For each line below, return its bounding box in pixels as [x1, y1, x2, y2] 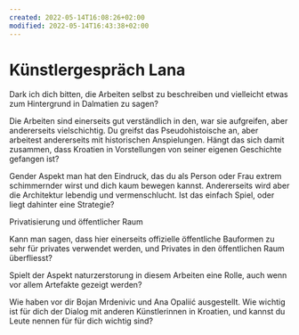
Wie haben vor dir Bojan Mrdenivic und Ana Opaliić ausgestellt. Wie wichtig [9, 297, 286, 307]
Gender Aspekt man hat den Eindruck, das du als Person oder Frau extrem [9, 171, 282, 182]
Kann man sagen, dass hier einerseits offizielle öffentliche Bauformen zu [9, 233, 275, 245]
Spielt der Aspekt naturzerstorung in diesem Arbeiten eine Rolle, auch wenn [9, 270, 287, 281]
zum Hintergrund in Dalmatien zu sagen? [9, 99, 158, 110]
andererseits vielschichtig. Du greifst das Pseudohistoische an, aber [9, 126, 259, 136]
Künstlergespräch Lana [9, 60, 186, 80]
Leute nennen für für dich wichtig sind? [9, 315, 154, 326]
